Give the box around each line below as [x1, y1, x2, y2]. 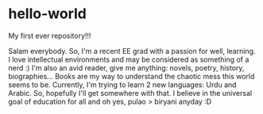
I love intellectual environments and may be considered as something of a [8, 55, 249, 64]
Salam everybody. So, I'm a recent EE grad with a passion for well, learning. [8, 46, 256, 55]
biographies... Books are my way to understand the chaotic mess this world [8, 71, 255, 81]
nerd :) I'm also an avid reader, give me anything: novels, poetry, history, [8, 63, 245, 72]
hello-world [8, 5, 87, 23]
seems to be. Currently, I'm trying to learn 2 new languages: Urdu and [8, 80, 237, 89]
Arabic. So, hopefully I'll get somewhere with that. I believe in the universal [8, 88, 253, 97]
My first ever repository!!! [8, 31, 91, 40]
